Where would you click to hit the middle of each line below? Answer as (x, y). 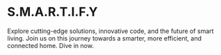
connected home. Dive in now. (50, 45)
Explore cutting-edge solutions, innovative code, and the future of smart (110, 31)
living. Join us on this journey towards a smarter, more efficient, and (105, 38)
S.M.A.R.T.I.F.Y (52, 12)
